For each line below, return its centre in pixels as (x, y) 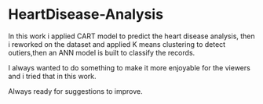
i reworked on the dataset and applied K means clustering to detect (117, 44)
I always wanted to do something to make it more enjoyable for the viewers (130, 67)
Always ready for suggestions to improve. (75, 91)
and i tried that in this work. (52, 76)
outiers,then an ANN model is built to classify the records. (102, 52)
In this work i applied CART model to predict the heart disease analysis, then (131, 36)
